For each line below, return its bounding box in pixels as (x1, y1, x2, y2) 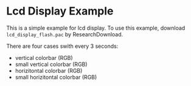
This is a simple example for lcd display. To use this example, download (6, 24, 186, 31)
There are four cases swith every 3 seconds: (6, 42, 119, 50)
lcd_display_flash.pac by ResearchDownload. (6, 30, 123, 38)
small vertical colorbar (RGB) (15, 61, 88, 68)
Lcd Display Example (6, 4, 114, 18)
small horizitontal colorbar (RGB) (15, 73, 97, 81)
